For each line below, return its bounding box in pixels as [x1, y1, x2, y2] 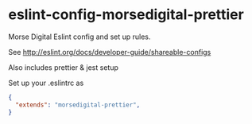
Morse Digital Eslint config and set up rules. [8, 32, 151, 41]
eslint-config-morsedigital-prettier [8, 6, 244, 24]
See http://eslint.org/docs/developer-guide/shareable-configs [8, 47, 211, 56]
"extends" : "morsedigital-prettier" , [15, 101, 141, 109]
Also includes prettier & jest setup [8, 62, 119, 72]
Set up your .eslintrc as [8, 78, 84, 87]
